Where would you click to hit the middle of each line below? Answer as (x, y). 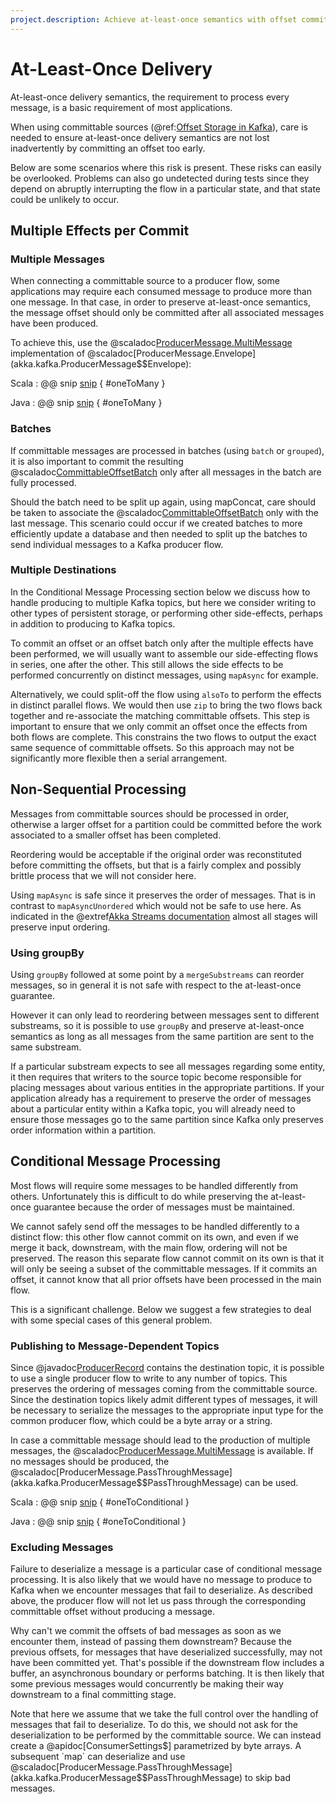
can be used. (271, 1483)
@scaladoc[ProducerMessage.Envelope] (172, 353)
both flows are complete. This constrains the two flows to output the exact (163, 737)
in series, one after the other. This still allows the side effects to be (147, 664)
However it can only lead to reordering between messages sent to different (165, 1015)
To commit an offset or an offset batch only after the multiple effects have (162, 643)
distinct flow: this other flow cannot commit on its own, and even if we (154, 1237)
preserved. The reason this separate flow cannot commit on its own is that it (167, 1258)
